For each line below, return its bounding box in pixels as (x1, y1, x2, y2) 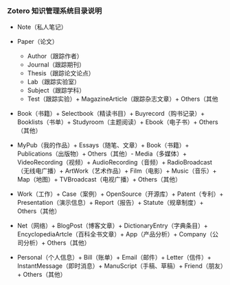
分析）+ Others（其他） (23, 238, 91, 247)
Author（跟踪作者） (27, 52, 84, 60)
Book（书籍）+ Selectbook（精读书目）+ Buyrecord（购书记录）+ (16, 110, 205, 118)
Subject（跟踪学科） (27, 86, 86, 95)
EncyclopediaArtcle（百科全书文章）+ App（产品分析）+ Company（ (16, 230, 213, 238)
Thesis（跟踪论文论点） (27, 69, 95, 77)
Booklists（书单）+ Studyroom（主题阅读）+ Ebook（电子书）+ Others (16, 118, 218, 126)
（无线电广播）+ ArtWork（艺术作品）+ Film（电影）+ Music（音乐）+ (16, 166, 217, 175)
